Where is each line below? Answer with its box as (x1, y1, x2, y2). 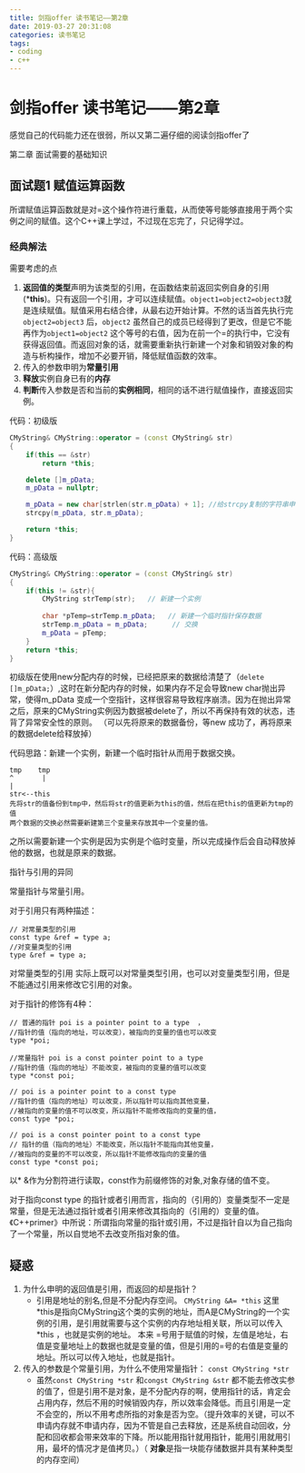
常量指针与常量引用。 (9, 886, 89, 897)
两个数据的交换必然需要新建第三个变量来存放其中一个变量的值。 (9, 818, 212, 828)
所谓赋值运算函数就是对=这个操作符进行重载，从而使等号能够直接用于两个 (9, 204, 286, 215)
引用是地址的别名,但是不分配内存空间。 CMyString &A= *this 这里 (35, 1295, 280, 1306)
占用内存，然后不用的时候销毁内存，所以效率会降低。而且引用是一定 (35, 1397, 291, 1408)
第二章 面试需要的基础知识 (9, 148, 107, 159)
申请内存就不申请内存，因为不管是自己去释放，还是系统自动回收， (35, 1420, 283, 1431)
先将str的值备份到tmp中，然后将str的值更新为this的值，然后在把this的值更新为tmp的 (9, 799, 293, 808)
